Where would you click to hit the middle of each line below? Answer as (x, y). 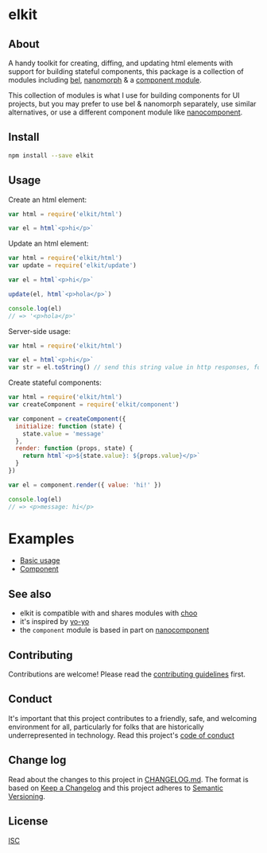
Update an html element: (48, 243)
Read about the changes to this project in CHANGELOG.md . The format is (128, 779)
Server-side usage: (40, 331)
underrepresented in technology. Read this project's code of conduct (121, 735)
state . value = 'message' (64, 434)
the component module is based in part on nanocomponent (114, 630)
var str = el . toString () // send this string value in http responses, (129, 367)
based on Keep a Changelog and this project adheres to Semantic (116, 788)
